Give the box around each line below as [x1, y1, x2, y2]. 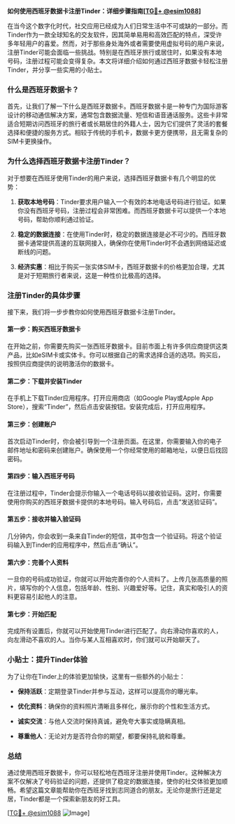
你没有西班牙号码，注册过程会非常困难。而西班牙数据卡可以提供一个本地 [17, 206, 226, 215]
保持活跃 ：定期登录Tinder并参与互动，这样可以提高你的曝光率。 [17, 687, 202, 696]
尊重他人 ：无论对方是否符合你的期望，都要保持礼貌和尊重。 [17, 731, 190, 740]
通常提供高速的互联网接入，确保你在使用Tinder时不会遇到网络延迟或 [29, 239, 227, 247]
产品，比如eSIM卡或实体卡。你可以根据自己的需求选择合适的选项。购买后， [7, 351, 225, 359]
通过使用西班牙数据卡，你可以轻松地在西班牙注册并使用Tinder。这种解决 [7, 768, 216, 776]
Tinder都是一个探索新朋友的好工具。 [19, 795, 124, 803]
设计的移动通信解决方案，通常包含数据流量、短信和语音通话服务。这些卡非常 [7, 111, 228, 119]
